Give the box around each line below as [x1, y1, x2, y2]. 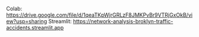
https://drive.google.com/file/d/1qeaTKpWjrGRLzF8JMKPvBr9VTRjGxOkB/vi [6, 11, 192, 18]
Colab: [6, 5, 23, 12]
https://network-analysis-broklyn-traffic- [73, 18, 173, 24]
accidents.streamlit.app [6, 24, 64, 31]
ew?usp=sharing [6, 18, 48, 24]
